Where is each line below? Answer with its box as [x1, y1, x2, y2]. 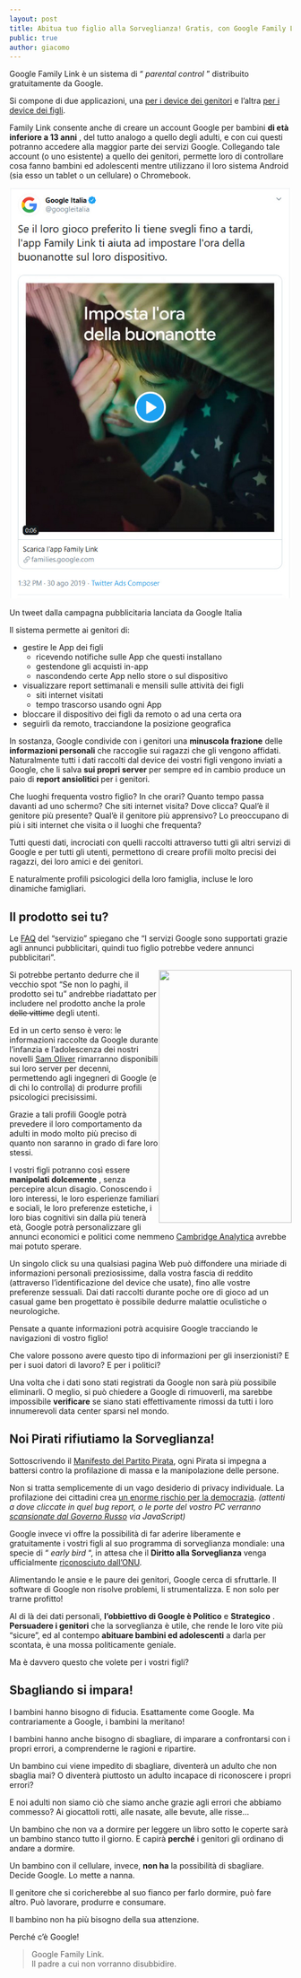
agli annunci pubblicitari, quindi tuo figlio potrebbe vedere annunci [9, 942, 254, 953]
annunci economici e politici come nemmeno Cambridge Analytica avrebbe [9, 1231, 287, 1242]
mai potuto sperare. [9, 1241, 82, 1251]
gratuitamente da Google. [9, 78, 104, 89]
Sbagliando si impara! [9, 1683, 133, 1698]
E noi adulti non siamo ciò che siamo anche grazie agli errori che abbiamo [9, 1797, 282, 1808]
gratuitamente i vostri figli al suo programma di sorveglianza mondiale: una [9, 1538, 285, 1548]
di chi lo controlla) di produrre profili [9, 1082, 142, 1093]
